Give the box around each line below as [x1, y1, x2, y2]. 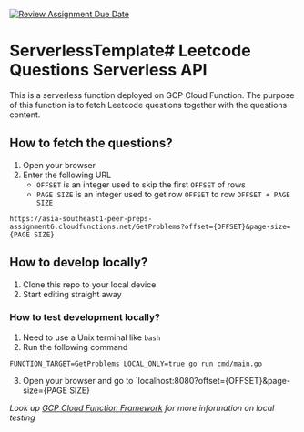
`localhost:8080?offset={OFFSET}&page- [135, 375, 291, 386]
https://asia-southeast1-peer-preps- [9, 214, 153, 223]
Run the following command [22, 341, 128, 352]
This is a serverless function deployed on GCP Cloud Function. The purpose [9, 89, 295, 100]
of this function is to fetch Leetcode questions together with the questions [9, 99, 288, 110]
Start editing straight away [22, 288, 122, 299]
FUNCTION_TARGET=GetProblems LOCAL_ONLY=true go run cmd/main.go [9, 359, 262, 368]
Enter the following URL [22, 169, 112, 180]
